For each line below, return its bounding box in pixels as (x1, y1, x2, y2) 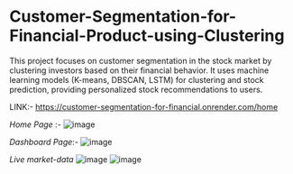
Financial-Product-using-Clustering (9, 25, 285, 46)
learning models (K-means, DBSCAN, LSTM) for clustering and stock (9, 74, 264, 85)
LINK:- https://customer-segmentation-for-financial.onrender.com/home (9, 101, 279, 112)
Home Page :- (9, 119, 61, 130)
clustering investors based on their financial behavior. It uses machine (9, 65, 270, 76)
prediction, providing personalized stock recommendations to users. (9, 84, 263, 95)
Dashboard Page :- (9, 136, 79, 147)
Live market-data (9, 153, 74, 164)
